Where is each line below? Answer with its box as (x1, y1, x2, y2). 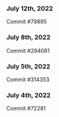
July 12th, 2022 (6, 4, 54, 13)
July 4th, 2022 (6, 91, 51, 99)
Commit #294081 (6, 47, 50, 54)
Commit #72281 (6, 105, 46, 112)
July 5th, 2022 (6, 62, 50, 70)
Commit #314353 (6, 76, 50, 83)
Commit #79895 (6, 18, 47, 25)
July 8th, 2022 (6, 33, 50, 42)
